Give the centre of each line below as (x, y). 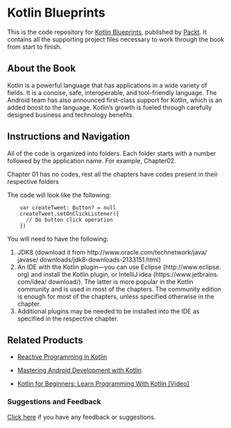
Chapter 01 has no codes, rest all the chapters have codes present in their (113, 174)
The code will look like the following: (59, 195)
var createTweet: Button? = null (68, 207)
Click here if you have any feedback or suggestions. (82, 417)
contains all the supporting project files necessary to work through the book (116, 39)
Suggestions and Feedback (54, 402)
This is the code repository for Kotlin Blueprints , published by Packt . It (107, 32)
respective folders (33, 181)
